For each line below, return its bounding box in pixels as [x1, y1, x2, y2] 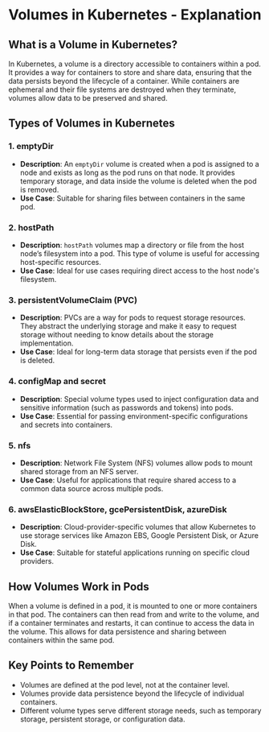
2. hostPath [8, 221, 55, 233]
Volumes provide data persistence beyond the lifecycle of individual [19, 689, 245, 698]
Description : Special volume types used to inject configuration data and [19, 394, 259, 403]
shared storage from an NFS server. [19, 466, 139, 476]
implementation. [19, 338, 74, 348]
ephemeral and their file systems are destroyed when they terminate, [8, 85, 237, 94]
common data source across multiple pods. [19, 483, 164, 493]
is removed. [19, 184, 59, 194]
